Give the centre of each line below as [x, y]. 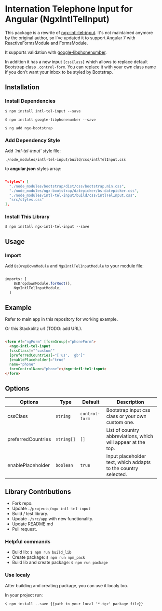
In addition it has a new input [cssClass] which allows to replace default [76, 62]
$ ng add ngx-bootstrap [29, 128]
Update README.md [32, 524]
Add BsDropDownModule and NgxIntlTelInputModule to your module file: [74, 266]
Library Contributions [38, 492]
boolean [64, 465]
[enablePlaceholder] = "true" [38, 360]
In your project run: [24, 595]
